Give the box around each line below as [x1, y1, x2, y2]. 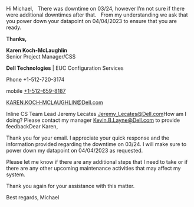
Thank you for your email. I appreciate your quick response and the [6, 134, 170, 141]
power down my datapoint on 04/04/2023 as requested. [6, 147, 143, 154]
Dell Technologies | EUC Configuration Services [6, 64, 124, 72]
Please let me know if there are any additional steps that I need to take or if [6, 159, 188, 165]
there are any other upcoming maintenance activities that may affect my [6, 165, 181, 172]
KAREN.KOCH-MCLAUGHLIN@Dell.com [6, 99, 103, 106]
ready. [6, 24, 22, 31]
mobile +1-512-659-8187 [6, 88, 66, 94]
